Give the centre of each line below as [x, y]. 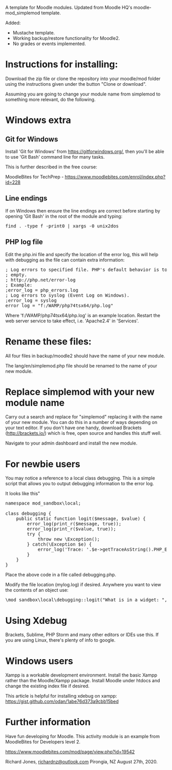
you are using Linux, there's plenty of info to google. [60, 640]
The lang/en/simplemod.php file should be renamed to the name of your [81, 365]
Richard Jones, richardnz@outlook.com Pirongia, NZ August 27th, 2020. [81, 762]
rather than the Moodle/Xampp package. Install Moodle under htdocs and [83, 681]
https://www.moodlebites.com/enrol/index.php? [115, 177]
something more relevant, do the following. [50, 99]
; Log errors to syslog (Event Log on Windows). [67, 295]
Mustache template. [34, 33]
